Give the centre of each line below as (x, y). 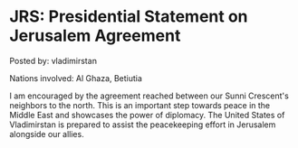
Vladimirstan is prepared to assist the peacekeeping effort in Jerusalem (143, 125)
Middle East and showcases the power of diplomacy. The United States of (147, 115)
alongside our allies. (47, 134)
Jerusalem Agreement (95, 36)
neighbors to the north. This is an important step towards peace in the (139, 105)
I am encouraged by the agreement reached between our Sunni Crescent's (149, 96)
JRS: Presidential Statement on (129, 17)
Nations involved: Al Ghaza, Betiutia (76, 78)
